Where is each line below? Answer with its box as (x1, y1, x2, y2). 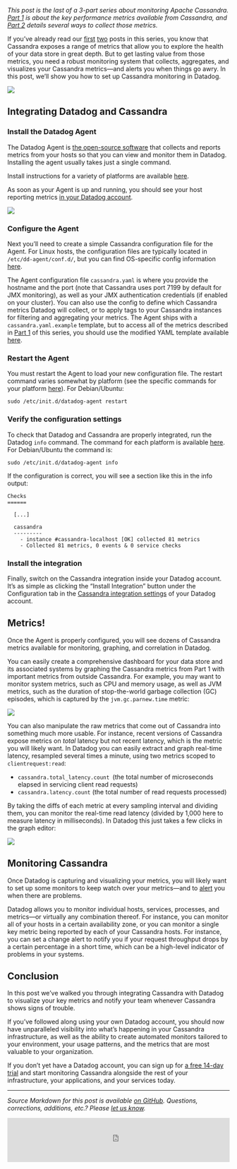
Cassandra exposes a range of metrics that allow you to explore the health (7, 42, 224, 50)
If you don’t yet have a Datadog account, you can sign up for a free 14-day (7, 1061, 224, 1070)
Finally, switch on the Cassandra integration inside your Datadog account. (7, 574, 222, 583)
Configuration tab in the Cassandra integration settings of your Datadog (7, 589, 217, 598)
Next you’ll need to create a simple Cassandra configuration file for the (7, 239, 214, 248)
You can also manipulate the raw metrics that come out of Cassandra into (7, 721, 221, 729)
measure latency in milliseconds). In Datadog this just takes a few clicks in (7, 816, 223, 825)
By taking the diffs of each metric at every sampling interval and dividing (7, 801, 219, 810)
